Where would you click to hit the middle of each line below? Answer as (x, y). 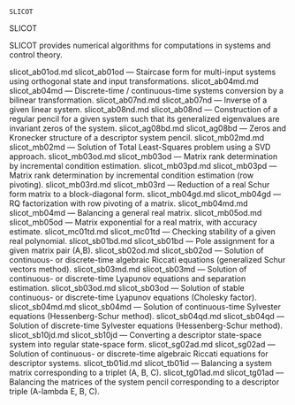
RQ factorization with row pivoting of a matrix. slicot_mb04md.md (129, 203)
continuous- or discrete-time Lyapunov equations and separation (128, 279)
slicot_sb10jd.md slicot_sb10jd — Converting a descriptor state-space (136, 335)
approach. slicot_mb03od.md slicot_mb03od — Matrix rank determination (144, 157)
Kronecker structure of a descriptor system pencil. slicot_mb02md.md (137, 138)
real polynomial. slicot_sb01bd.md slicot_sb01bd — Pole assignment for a (142, 241)
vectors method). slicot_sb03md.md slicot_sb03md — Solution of (128, 269)
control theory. (36, 55)
